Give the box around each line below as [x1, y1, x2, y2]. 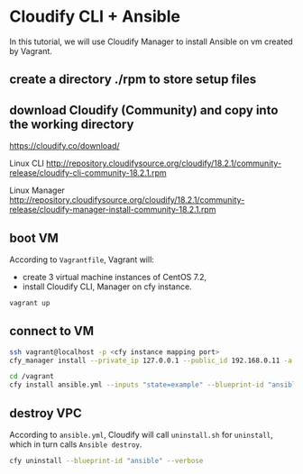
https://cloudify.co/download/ [9, 141, 120, 151]
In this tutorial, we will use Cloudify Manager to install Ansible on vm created [9, 36, 293, 47]
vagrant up [9, 298, 50, 307]
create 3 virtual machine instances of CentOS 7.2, [22, 271, 207, 282]
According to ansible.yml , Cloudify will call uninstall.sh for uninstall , [9, 429, 273, 440]
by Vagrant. [9, 45, 52, 56]
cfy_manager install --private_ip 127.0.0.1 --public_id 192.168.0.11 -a [9, 356, 293, 365]
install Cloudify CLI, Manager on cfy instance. [22, 281, 192, 292]
